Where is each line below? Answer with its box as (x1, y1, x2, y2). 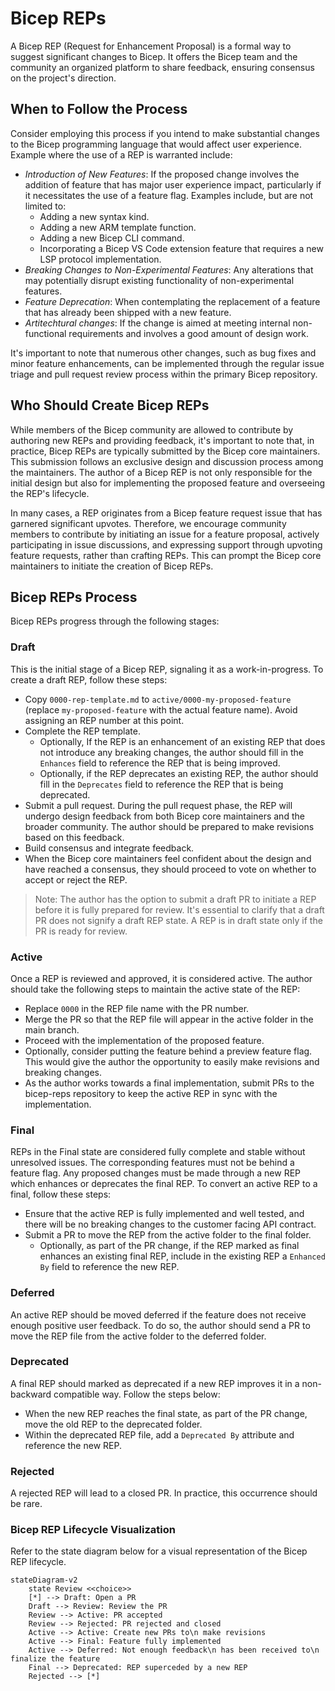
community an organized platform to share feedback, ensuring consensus (10, 61, 315, 73)
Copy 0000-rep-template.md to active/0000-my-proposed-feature (24, 693, 292, 705)
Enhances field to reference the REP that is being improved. (39, 757, 281, 769)
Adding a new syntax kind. (39, 210, 150, 222)
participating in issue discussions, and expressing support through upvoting (10, 538, 323, 551)
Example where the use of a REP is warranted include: (10, 148, 233, 161)
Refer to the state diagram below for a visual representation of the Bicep (10, 1545, 308, 1557)
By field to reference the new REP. (39, 1261, 180, 1273)
